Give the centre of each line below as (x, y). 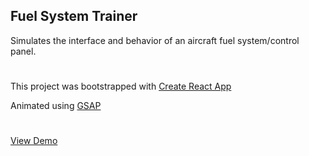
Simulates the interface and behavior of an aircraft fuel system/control (155, 40)
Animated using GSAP (56, 105)
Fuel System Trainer (74, 16)
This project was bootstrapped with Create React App (121, 86)
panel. (23, 51)
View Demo (34, 141)
